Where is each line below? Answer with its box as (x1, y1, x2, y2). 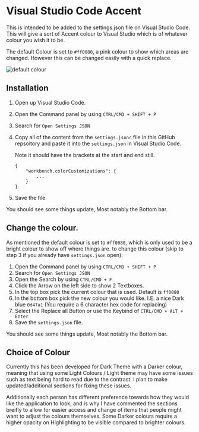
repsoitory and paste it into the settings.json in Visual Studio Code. (14, 140, 182, 147)
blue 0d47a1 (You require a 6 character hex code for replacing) (14, 300, 168, 308)
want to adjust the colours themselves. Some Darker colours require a (6, 412, 177, 420)
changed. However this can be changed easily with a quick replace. (6, 54, 172, 61)
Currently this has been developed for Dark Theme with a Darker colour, (6, 363, 183, 370)
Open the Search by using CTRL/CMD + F (14, 276, 112, 283)
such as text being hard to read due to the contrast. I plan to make (6, 376, 168, 383)
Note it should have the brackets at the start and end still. (14, 151, 156, 158)
